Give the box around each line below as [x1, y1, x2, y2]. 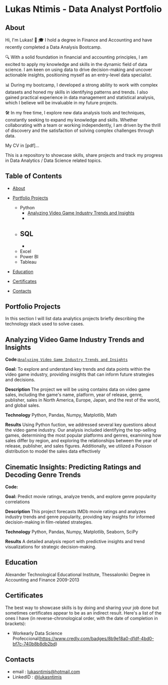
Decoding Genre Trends [5, 471, 81, 479]
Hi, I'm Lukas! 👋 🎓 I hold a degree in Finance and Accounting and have [5, 37, 152, 43]
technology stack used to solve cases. [5, 321, 84, 327]
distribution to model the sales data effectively [5, 448, 101, 454]
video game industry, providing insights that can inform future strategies [5, 371, 154, 378]
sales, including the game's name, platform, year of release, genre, [5, 392, 143, 398]
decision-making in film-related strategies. [5, 519, 93, 525]
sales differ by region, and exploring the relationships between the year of [5, 438, 157, 444]
